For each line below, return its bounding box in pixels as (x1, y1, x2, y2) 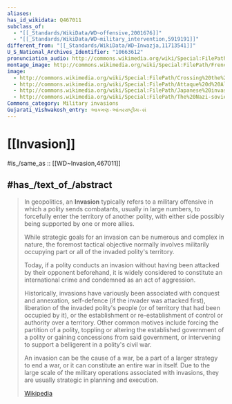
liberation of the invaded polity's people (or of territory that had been (23, 303, 221, 311)
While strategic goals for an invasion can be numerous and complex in (23, 233, 224, 241)
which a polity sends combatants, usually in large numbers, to (23, 204, 200, 213)
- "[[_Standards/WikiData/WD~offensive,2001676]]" (13, 29, 162, 37)
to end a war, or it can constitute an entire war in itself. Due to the (23, 360, 211, 369)
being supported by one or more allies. (23, 219, 135, 228)
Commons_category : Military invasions (7, 100, 119, 107)
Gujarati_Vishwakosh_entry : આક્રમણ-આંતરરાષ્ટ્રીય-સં (7, 106, 146, 113)
